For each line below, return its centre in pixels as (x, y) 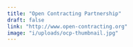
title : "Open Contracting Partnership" (64, 13)
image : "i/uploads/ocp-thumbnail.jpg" (63, 33)
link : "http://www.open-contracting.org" (68, 26)
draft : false (26, 20)
